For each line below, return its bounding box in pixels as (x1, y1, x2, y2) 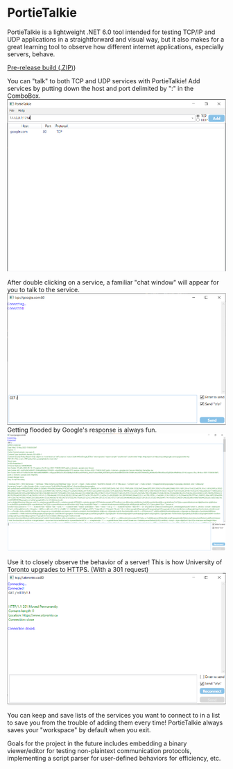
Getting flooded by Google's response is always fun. (7, 425, 157, 434)
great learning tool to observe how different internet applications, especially (7, 42, 224, 51)
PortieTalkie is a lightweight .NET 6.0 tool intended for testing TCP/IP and (7, 28, 216, 36)
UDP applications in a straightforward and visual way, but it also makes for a (7, 35, 225, 43)
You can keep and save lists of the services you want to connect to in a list (7, 711, 221, 720)
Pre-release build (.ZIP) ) (7, 63, 76, 71)
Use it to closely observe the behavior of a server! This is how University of (7, 557, 223, 566)
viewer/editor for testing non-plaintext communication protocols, (7, 747, 192, 755)
